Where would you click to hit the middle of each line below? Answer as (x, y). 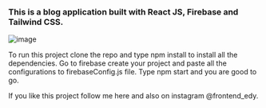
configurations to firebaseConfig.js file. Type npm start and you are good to (133, 72)
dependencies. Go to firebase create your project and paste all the (118, 63)
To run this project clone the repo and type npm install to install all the (123, 55)
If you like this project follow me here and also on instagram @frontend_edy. (133, 96)
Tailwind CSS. (36, 22)
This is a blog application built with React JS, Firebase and (123, 12)
